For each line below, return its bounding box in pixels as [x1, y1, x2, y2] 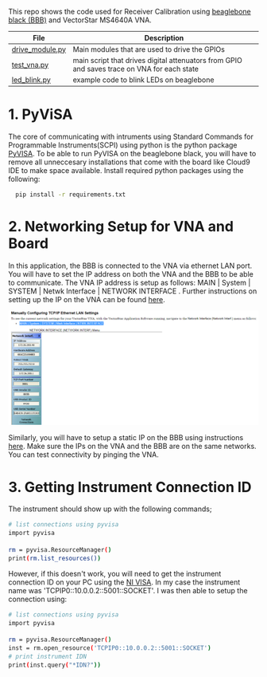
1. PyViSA [8, 105, 73, 123]
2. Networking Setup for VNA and [8, 217, 234, 235]
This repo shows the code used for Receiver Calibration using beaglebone [8, 7, 252, 16]
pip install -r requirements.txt [15, 191, 126, 199]
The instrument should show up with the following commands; [8, 504, 212, 514]
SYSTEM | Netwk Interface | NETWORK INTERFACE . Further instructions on [8, 286, 257, 296]
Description [144, 33, 184, 42]
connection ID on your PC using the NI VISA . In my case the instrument [8, 577, 241, 587]
